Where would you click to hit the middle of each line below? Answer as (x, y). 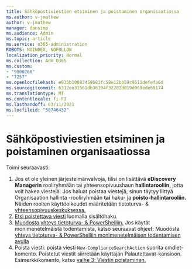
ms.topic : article (28, 39)
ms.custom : (19, 66)
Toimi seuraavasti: (28, 167)
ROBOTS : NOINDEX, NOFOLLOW (39, 50)
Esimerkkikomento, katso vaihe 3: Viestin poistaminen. (80, 260)
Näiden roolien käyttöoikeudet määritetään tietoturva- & (82, 204)
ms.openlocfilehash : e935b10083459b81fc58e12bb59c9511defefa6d (85, 83)
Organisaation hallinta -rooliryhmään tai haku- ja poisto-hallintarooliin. (100, 198)
